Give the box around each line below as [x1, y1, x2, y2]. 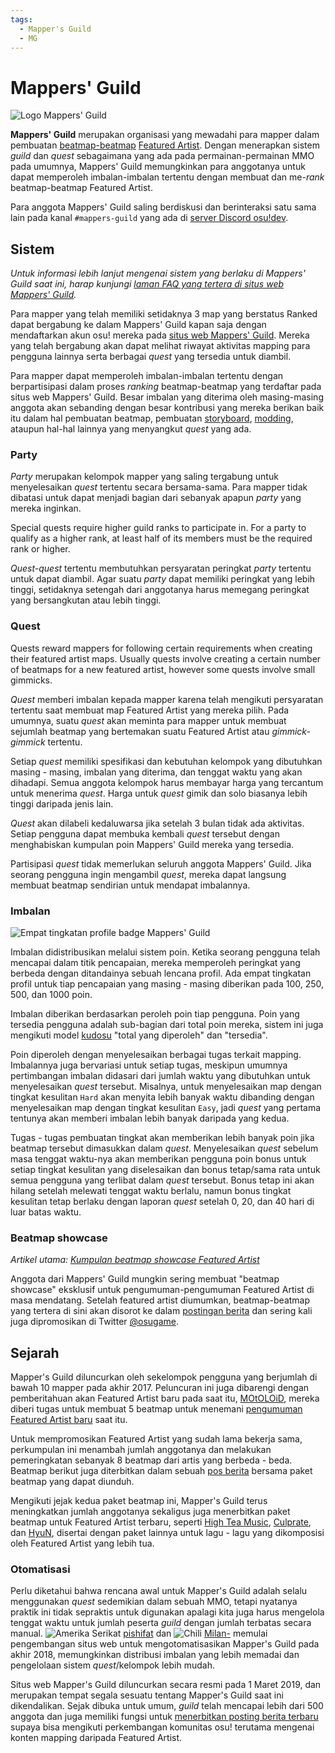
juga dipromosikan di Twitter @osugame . [10, 1316, 180, 1328]
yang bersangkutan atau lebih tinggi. [10, 594, 162, 606]
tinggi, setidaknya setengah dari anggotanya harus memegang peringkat [10, 584, 310, 596]
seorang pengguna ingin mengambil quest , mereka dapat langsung [10, 868, 287, 880]
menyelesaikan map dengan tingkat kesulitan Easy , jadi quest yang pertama [10, 1102, 322, 1114]
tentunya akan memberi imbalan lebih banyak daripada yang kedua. [10, 1112, 290, 1125]
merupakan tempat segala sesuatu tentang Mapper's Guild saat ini [10, 1689, 284, 1701]
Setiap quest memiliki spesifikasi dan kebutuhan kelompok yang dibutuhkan [10, 755, 323, 767]
